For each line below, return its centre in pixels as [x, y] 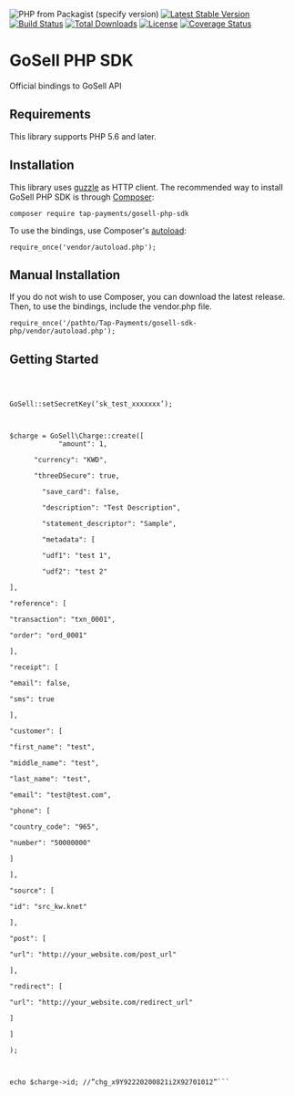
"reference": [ [38, 604]
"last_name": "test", [51, 780]
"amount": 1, [82, 444]
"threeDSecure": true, [76, 476]
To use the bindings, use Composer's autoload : [98, 230]
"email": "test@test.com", [61, 795]
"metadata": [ [69, 540]
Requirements [50, 114]
